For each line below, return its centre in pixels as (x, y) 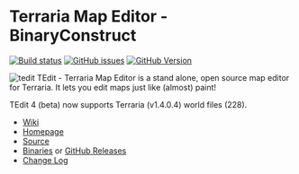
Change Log (45, 160)
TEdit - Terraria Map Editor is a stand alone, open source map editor (163, 77)
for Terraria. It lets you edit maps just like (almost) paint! (113, 87)
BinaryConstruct (73, 35)
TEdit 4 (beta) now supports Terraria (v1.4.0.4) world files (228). (128, 104)
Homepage (43, 131)
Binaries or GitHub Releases (74, 151)
